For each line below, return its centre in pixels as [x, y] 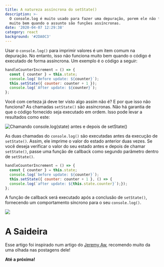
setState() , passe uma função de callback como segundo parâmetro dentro [82, 152]
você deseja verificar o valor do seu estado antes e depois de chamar [75, 146]
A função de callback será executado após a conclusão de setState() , [76, 197]
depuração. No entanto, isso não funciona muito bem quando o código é [78, 55]
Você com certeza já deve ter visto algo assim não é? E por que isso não [78, 102]
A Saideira [26, 231]
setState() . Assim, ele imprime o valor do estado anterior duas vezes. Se [79, 141]
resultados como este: [28, 117]
